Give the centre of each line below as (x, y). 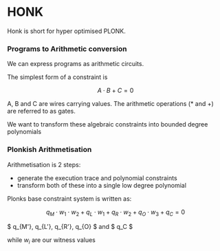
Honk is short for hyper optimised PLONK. (66, 31)
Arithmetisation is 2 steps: (44, 164)
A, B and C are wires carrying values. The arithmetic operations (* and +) (111, 104)
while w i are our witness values (52, 241)
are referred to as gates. (41, 111)
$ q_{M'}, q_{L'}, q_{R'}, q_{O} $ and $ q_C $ (70, 227)
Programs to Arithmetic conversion (67, 49)
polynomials (24, 132)
